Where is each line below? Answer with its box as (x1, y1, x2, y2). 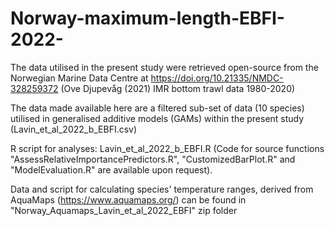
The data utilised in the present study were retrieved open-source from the (10, 61, 319, 73)
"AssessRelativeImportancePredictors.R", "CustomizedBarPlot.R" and (10, 153, 296, 165)
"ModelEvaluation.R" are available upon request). (10, 163, 213, 176)
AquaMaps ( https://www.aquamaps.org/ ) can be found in (10, 193, 247, 206)
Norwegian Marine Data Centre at (10, 72, 149, 84)
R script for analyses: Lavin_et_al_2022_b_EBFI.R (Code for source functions (10, 142, 325, 154)
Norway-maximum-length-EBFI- (10, 7, 285, 30)
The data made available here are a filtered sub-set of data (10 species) (10, 102, 305, 114)
